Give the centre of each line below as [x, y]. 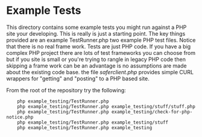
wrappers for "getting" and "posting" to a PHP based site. [78, 78]
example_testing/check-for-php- [152, 112]
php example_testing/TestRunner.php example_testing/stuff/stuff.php [106, 106]
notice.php [20, 117]
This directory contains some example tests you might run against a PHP [96, 27]
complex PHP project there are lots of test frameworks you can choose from [101, 53]
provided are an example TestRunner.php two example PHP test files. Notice [101, 40]
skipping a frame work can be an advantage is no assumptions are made [96, 65]
